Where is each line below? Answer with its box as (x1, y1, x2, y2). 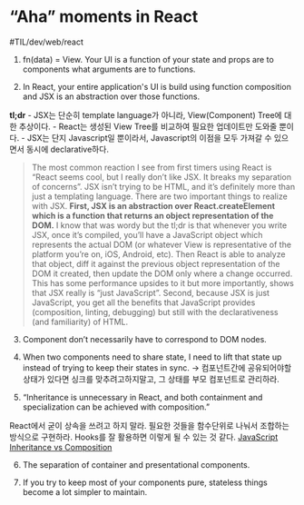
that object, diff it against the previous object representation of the (31, 258, 280, 269)
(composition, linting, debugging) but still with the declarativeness (31, 306, 279, 317)
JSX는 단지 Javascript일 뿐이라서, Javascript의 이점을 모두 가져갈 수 (26, 132, 272, 143)
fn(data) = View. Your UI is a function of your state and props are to (22, 54, 274, 64)
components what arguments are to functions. (22, 64, 196, 74)
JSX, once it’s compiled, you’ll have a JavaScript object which (31, 229, 263, 240)
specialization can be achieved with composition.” (22, 401, 211, 412)
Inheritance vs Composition (9, 441, 113, 452)
